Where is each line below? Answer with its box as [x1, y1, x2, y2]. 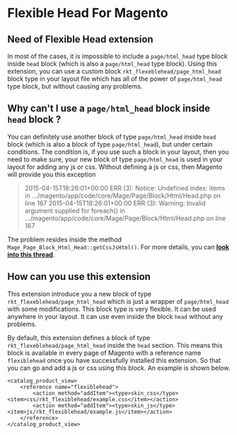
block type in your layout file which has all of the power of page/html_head [7, 74, 223, 83]
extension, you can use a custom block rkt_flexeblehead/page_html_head [7, 67, 221, 75]
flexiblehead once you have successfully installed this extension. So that [7, 356, 221, 364]
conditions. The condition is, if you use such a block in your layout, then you [7, 147, 229, 156]
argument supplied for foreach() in [24, 206, 125, 215]
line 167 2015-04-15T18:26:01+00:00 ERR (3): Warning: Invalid [24, 198, 207, 207]
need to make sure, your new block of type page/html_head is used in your [7, 154, 223, 164]
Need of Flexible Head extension [7, 33, 154, 45]
